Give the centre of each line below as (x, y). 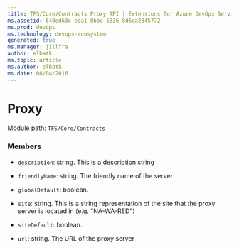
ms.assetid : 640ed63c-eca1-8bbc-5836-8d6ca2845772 (84, 21)
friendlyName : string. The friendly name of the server (95, 175)
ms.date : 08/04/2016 (38, 73)
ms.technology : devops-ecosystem (57, 34)
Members (24, 146)
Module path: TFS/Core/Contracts (56, 128)
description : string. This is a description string (86, 162)
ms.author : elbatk (34, 67)
